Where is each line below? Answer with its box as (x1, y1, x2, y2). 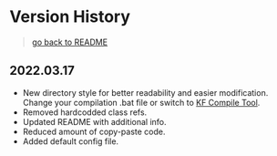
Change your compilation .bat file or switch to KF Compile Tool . (22, 97, 261, 108)
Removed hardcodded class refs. (22, 107, 148, 118)
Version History (9, 6, 130, 27)
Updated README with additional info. (22, 116, 167, 127)
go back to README (31, 36, 108, 47)
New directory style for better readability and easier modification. (22, 87, 269, 98)
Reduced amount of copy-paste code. (22, 126, 166, 137)
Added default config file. (22, 135, 119, 147)
